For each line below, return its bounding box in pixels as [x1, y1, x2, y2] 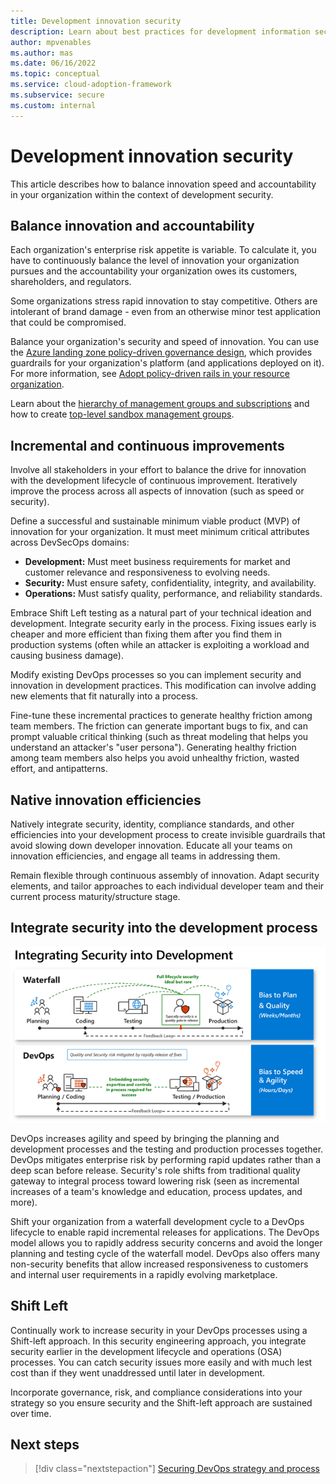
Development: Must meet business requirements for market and [24, 556, 291, 568]
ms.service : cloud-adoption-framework [10, 80, 172, 90]
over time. [10, 1407, 52, 1419]
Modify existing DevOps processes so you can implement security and [10, 669, 302, 681]
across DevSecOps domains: [10, 536, 130, 549]
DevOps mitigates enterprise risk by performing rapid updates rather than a [10, 1153, 322, 1165]
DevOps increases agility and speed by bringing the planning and [10, 1132, 280, 1144]
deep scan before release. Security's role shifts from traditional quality [10, 1164, 301, 1176]
